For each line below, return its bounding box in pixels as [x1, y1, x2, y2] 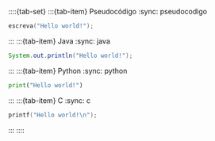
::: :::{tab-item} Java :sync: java [8, 36, 111, 46]
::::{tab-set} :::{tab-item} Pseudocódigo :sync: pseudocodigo [8, 7, 208, 16]
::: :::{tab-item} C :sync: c [8, 95, 91, 105]
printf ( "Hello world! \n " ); [8, 111, 98, 119]
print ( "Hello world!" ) [8, 81, 83, 90]
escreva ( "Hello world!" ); [8, 22, 94, 30]
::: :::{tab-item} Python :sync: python [8, 66, 128, 75]
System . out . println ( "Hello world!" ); [8, 51, 133, 59]
